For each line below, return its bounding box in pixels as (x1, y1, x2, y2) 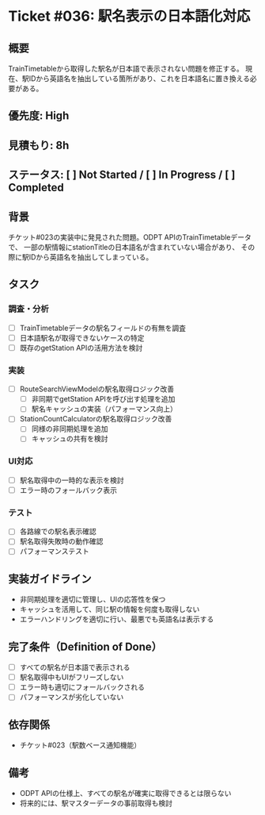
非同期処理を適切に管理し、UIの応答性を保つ (19, 594, 166, 604)
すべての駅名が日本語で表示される (19, 663, 131, 672)
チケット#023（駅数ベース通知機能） (19, 740, 141, 750)
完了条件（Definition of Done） (8, 640, 162, 653)
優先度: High (8, 109, 70, 123)
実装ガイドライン (8, 572, 92, 586)
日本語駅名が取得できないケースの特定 (19, 333, 145, 342)
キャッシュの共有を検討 (31, 434, 108, 444)
